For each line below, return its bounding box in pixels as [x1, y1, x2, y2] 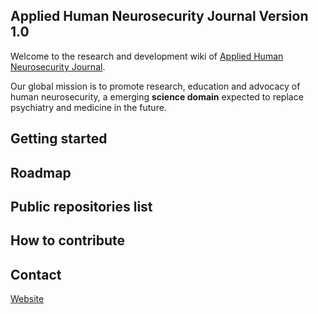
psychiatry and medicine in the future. [10, 101, 167, 113]
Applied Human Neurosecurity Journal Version [10, 8, 309, 25]
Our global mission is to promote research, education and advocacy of [10, 80, 301, 92]
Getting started [10, 130, 108, 148]
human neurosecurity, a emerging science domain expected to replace [10, 90, 304, 103]
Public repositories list [10, 198, 153, 215]
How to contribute [10, 232, 126, 249]
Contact [10, 266, 62, 283]
